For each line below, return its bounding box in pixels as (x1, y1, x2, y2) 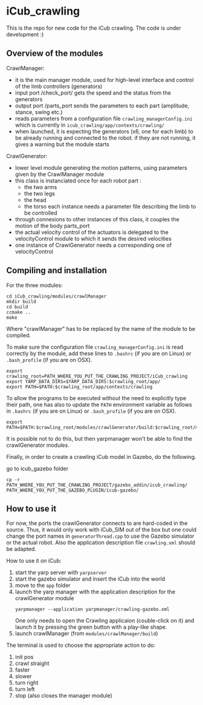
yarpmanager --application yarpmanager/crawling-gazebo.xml (14, 606, 170, 613)
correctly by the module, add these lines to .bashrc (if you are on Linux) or (6, 350, 192, 357)
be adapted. (6, 546, 36, 553)
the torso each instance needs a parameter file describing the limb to (24, 202, 196, 210)
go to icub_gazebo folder (6, 465, 68, 472)
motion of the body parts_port (14, 222, 90, 229)
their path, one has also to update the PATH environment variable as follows (6, 401, 192, 408)
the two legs (24, 190, 56, 197)
